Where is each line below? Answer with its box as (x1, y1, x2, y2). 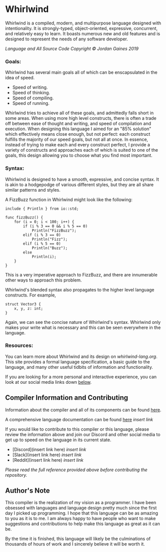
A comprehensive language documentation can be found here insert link (5, 416, 153, 422)
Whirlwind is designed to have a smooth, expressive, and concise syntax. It (5, 176, 159, 182)
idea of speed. (5, 75, 35, 81)
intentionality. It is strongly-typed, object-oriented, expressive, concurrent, (5, 25, 158, 31)
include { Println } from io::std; (5, 206, 79, 211)
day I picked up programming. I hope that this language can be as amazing (5, 510, 158, 516)
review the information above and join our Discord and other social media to (5, 431, 161, 437)
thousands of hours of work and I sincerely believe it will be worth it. (5, 541, 145, 547)
